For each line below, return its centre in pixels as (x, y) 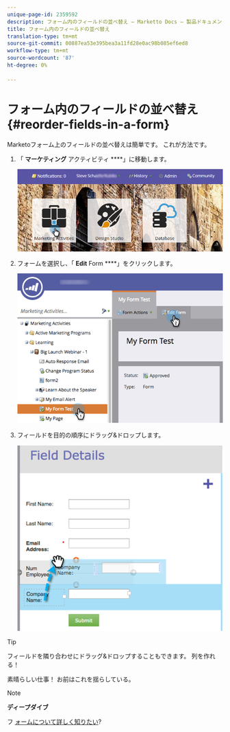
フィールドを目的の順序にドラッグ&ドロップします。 (91, 435)
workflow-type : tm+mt (38, 51)
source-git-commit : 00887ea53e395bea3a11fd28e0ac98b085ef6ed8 (98, 44)
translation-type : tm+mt (42, 36)
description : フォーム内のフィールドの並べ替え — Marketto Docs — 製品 (102, 22)
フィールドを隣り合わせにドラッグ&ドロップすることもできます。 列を (105, 656)
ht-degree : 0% (27, 65)
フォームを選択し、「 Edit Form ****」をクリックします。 (97, 263)
